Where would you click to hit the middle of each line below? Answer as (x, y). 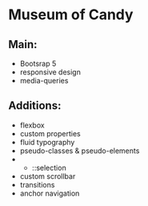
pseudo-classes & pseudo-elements (80, 151)
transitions (37, 184)
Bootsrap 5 (38, 63)
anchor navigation (50, 193)
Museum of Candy (71, 15)
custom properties (50, 133)
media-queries (44, 81)
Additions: (35, 106)
